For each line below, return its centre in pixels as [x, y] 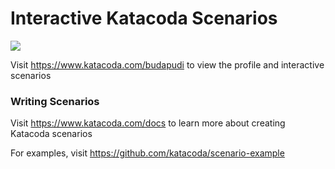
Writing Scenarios [55, 101]
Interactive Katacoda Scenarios [144, 18]
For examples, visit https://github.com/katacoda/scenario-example [147, 153]
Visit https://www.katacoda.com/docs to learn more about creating [148, 123]
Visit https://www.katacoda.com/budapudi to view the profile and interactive [167, 64]
